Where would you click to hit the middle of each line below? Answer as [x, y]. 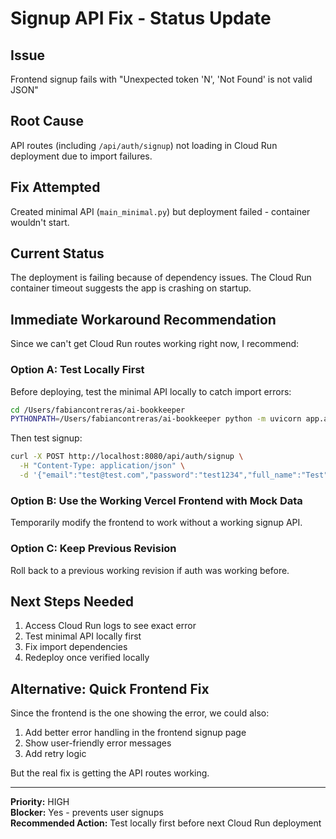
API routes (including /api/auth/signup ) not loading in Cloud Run [144, 145]
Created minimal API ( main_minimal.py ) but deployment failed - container [160, 211]
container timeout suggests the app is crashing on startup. [131, 288]
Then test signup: [46, 438]
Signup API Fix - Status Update [141, 18]
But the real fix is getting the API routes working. [110, 773]
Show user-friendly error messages [98, 743]
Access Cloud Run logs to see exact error [110, 626]
